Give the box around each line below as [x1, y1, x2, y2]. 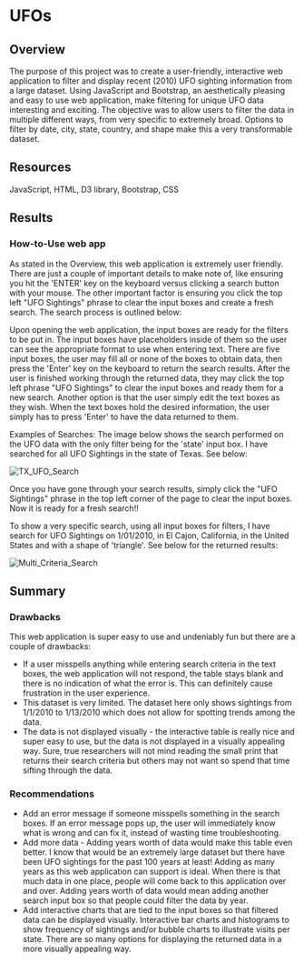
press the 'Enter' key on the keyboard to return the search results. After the [9, 363, 290, 374]
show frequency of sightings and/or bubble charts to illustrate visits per [22, 924, 290, 935]
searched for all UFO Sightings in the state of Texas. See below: [9, 447, 248, 459]
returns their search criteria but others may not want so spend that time [22, 756, 290, 767]
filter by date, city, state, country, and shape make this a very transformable [9, 124, 293, 135]
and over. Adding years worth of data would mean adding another [22, 886, 270, 897]
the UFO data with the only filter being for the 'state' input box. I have [9, 438, 269, 449]
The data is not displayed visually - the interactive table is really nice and [22, 727, 295, 737]
